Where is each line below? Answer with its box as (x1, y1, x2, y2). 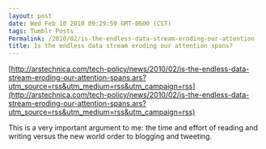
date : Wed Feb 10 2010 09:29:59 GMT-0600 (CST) (8, 19, 172, 28)
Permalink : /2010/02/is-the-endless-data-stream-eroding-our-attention (8, 34, 255, 43)
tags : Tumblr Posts (8, 27, 74, 35)
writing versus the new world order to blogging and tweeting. (8, 131, 213, 142)
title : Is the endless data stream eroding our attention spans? (8, 42, 233, 50)
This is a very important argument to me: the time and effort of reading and (8, 123, 259, 133)
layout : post (8, 11, 53, 20)
